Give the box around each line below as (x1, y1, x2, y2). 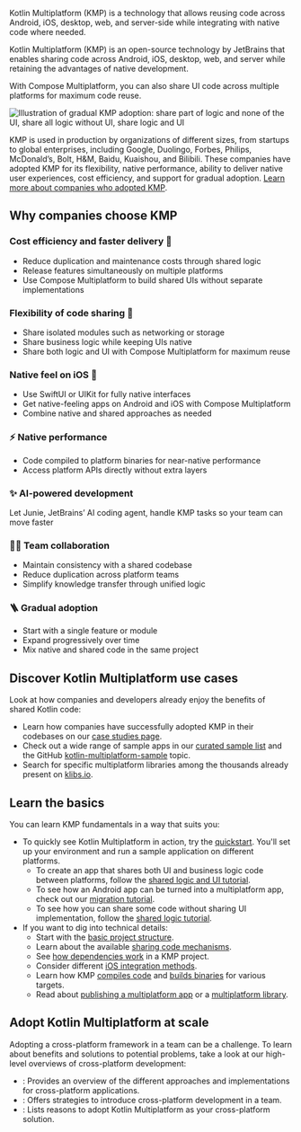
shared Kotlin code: (9, 704, 82, 715)
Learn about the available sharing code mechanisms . (35, 942, 232, 952)
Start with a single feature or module (22, 625, 158, 636)
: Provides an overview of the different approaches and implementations (22, 1075, 290, 1086)
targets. (35, 979, 65, 991)
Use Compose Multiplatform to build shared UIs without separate (22, 274, 263, 286)
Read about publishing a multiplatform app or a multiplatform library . (35, 989, 289, 1000)
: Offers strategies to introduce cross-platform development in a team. (22, 1094, 282, 1105)
